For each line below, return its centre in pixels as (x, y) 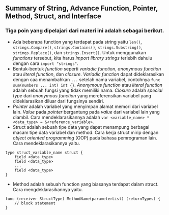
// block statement (35, 203)
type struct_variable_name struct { (44, 152)
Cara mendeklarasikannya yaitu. (46, 143)
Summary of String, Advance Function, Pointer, (82, 8)
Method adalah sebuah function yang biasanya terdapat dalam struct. (86, 184)
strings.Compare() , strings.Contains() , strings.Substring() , (77, 47)
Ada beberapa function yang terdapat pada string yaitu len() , (77, 42)
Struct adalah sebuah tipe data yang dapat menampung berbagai (81, 127)
